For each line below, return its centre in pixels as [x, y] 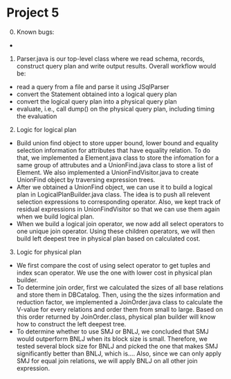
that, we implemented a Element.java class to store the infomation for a [118, 158]
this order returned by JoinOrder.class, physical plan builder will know [116, 317]
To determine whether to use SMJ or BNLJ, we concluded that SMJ [112, 331]
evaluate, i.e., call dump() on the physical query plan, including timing [115, 109]
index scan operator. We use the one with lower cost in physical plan [114, 272]
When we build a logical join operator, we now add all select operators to [120, 223]
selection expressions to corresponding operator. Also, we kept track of [119, 201]
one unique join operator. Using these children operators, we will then [115, 231]
